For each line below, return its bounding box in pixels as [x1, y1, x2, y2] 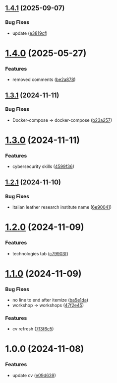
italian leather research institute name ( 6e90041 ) [12, 204, 112, 210]
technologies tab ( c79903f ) [12, 250, 68, 256]
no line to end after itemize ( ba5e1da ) [12, 297, 88, 303]
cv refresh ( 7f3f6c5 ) [12, 326, 54, 332]
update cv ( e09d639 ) [12, 372, 56, 378]
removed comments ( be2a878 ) [12, 77, 76, 82]
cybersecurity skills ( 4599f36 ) [12, 163, 74, 169]
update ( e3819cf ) [12, 30, 48, 36]
